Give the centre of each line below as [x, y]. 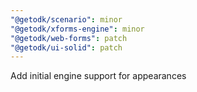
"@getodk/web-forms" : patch [69, 38]
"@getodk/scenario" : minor [66, 19]
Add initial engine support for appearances [98, 76]
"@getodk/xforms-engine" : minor [77, 29]
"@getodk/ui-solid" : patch [66, 47]
